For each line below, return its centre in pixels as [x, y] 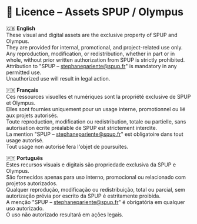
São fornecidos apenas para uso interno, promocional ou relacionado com [96, 177]
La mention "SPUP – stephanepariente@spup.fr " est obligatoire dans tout [95, 134]
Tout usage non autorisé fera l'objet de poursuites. [67, 146]
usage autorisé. [25, 140]
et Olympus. [21, 103]
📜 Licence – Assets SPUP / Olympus [95, 12]
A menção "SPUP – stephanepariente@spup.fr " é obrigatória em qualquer [96, 202]
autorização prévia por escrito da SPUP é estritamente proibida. [83, 196]
